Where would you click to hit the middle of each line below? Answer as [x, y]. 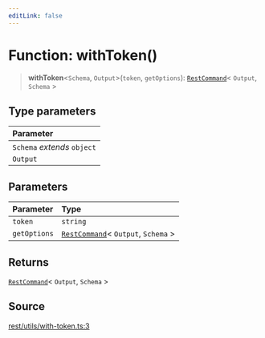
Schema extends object [54, 147]
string [74, 222]
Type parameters [52, 111]
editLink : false [35, 16]
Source [27, 306]
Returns [29, 262]
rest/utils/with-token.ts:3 [49, 326]
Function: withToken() [83, 55]
